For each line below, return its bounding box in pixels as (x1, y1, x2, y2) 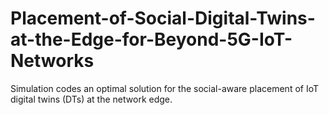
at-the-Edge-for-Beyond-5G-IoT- (10, 28, 293, 51)
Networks (10, 50, 95, 72)
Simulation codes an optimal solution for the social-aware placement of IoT (10, 82, 320, 94)
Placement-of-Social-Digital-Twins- (10, 7, 316, 30)
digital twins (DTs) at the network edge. (10, 93, 173, 105)
